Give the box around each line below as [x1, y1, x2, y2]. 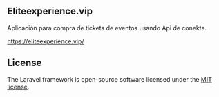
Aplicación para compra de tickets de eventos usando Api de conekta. [7, 23, 207, 32]
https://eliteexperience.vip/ [7, 37, 84, 45]
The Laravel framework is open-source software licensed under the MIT [7, 75, 213, 83]
